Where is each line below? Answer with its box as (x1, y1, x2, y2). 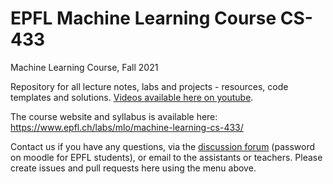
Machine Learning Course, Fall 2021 (10, 61, 159, 73)
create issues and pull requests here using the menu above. (10, 162, 257, 174)
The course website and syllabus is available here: (10, 110, 218, 122)
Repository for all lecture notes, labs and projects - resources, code (10, 80, 289, 92)
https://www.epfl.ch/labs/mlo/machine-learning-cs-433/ (10, 121, 244, 133)
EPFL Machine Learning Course (10, 7, 277, 30)
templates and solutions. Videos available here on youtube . (10, 91, 254, 103)
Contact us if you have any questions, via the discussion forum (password (10, 140, 316, 152)
